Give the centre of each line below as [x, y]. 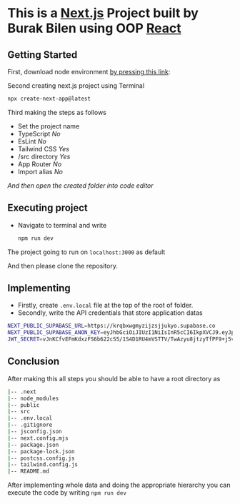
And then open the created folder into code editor [80, 185]
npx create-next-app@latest [49, 99]
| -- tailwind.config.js [43, 465]
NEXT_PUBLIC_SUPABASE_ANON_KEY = [55, 333]
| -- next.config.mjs [38, 438]
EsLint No [32, 141]
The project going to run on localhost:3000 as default [86, 252]
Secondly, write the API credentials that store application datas [110, 313]
